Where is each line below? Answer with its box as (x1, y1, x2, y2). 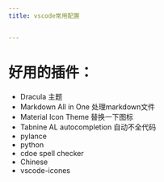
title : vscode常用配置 (8, 11, 80, 20)
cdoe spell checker (19, 148, 84, 158)
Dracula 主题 (19, 91, 63, 101)
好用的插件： (8, 63, 95, 82)
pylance (19, 131, 47, 141)
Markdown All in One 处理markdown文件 (19, 102, 156, 112)
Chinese (19, 157, 48, 167)
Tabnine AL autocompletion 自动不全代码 (19, 122, 157, 132)
